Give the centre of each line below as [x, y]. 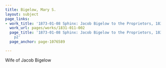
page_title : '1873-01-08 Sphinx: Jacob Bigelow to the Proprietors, [82, 33]
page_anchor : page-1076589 [37, 42]
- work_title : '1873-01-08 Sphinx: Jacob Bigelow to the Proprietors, [79, 23]
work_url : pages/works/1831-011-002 [47, 28]
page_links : [17, 19]
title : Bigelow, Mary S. [31, 10]
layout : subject [22, 14]
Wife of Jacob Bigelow [28, 60]
